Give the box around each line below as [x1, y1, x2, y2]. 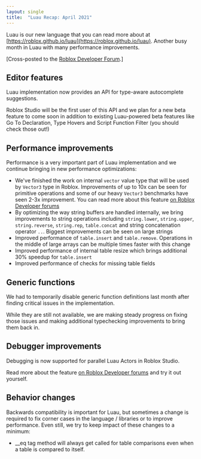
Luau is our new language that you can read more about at [6, 31, 151, 38]
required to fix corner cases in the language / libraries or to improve [6, 415, 173, 422]
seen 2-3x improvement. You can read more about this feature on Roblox [14, 196, 195, 203]
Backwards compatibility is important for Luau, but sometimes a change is [6, 409, 189, 416]
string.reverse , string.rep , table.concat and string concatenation [14, 221, 181, 229]
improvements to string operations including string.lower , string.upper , [14, 215, 194, 223]
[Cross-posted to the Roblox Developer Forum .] [6, 55, 124, 62]
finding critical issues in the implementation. [6, 299, 115, 307]
